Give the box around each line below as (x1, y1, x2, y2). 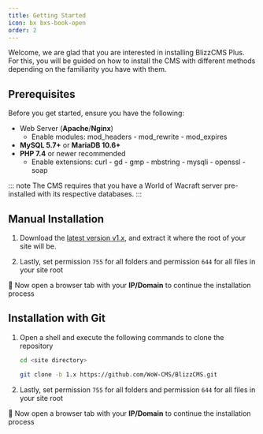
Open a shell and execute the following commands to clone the (19, 332, 224, 342)
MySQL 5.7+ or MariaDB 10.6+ (19, 140, 121, 150)
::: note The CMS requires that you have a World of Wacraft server (8, 181, 223, 190)
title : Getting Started (8, 11, 87, 20)
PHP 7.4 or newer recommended (19, 149, 126, 159)
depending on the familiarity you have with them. (8, 65, 167, 74)
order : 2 (8, 26, 37, 34)
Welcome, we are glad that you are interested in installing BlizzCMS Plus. (8, 48, 245, 58)
